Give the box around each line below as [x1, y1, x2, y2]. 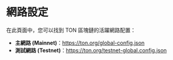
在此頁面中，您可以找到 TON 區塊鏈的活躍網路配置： [6, 26, 136, 34]
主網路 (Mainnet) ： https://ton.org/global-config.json [14, 39, 145, 46]
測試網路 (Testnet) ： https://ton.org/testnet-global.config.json [14, 46, 167, 54]
